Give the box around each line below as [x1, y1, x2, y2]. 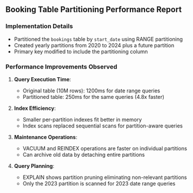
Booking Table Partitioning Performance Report [5, 5, 182, 15]
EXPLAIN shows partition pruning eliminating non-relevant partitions [22, 174, 187, 181]
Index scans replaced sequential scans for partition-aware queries [22, 122, 183, 129]
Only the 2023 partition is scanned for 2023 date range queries [22, 180, 176, 187]
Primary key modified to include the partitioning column [13, 48, 149, 55]
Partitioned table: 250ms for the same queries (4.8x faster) [22, 93, 165, 100]
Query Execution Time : [13, 75, 71, 82]
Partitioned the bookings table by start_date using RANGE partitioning [13, 35, 183, 43]
